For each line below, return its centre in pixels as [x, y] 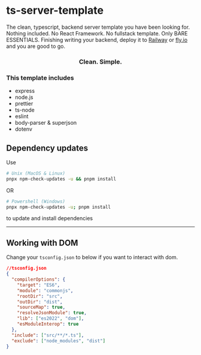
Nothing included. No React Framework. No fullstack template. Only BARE [97, 33]
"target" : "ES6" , [39, 285]
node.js [24, 97]
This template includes [40, 77]
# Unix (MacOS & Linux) [36, 173]
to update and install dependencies [50, 218]
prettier [24, 104]
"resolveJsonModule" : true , [52, 313]
